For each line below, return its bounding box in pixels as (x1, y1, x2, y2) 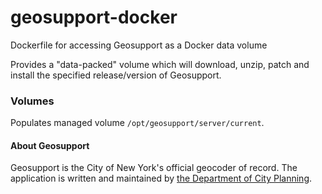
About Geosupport (10, 139, 90, 151)
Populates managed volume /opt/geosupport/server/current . (10, 117, 265, 129)
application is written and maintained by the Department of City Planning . (10, 172, 313, 185)
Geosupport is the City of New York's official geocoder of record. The (10, 162, 298, 174)
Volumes (10, 94, 55, 108)
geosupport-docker (10, 6, 178, 29)
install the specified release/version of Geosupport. (10, 69, 222, 81)
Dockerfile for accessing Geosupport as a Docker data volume (10, 39, 268, 51)
